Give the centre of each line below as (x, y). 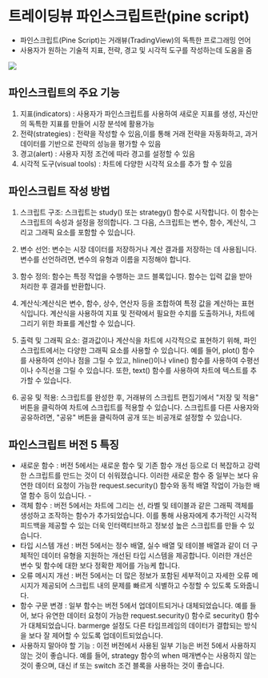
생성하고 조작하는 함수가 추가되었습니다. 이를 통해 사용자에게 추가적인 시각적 (138, 516)
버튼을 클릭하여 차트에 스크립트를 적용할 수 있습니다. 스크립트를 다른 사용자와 (140, 407)
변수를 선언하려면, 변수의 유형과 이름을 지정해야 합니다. (105, 259)
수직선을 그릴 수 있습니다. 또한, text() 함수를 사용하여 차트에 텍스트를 (142, 370)
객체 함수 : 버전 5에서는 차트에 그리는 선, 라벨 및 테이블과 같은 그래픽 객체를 (137, 506)
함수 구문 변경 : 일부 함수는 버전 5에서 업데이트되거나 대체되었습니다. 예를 (134, 606)
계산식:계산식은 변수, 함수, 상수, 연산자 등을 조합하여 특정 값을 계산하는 (130, 303)
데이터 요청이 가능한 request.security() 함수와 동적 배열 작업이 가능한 (143, 486)
